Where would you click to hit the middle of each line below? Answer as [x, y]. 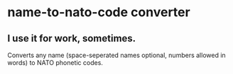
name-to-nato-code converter [99, 12]
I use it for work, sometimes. [72, 38]
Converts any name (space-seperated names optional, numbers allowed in [116, 55]
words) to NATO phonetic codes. [55, 63]
